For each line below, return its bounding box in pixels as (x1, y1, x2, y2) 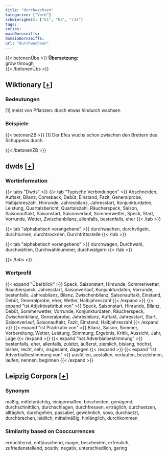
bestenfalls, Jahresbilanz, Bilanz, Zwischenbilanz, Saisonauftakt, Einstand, (5, 292, 162, 298)
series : (5, 27, 22, 32)
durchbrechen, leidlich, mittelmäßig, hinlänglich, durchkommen (5, 415, 138, 421)
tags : (5, 21, 17, 27)
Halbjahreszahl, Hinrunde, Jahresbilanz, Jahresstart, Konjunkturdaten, (5, 200, 153, 206)
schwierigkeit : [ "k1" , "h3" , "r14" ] (5, 17, 83, 22)
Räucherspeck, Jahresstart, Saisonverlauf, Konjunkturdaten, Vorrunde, (5, 286, 154, 292)
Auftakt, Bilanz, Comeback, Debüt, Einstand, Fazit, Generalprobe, (5, 194, 142, 200)
